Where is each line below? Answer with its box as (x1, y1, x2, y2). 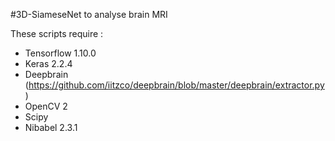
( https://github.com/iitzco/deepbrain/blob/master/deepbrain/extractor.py (24, 79, 325, 91)
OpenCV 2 (24, 100, 68, 112)
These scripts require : (10, 28, 104, 39)
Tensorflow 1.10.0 (24, 47, 97, 59)
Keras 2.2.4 (24, 58, 73, 69)
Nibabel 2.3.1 (24, 122, 78, 133)
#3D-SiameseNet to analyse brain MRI (10, 9, 168, 20)
